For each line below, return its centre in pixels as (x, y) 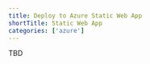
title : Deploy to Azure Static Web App (75, 16)
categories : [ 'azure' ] (46, 30)
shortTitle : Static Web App (56, 23)
